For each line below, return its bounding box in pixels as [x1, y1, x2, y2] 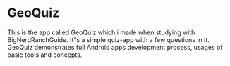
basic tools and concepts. [7, 51, 83, 59]
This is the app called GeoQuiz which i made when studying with [7, 28, 195, 37]
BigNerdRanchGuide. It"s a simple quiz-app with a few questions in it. [7, 35, 210, 44]
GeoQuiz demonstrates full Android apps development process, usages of [7, 43, 223, 51]
